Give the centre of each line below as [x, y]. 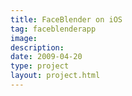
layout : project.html [55, 76]
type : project [40, 66]
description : [37, 47]
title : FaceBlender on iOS [66, 19]
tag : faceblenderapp [53, 29]
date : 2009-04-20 [46, 57]
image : [24, 38]
